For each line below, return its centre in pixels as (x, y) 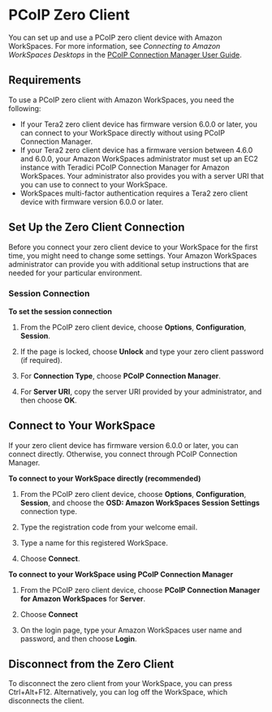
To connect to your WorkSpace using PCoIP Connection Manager (121, 574)
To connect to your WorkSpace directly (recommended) (105, 478)
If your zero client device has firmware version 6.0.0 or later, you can (123, 445)
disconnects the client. (47, 701)
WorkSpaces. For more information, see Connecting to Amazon (114, 45)
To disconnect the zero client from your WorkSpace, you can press (121, 684)
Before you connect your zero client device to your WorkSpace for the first (133, 247)
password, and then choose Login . (78, 638)
